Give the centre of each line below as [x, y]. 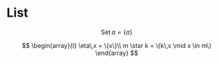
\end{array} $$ [117, 53]
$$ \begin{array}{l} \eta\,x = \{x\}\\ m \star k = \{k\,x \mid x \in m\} [117, 45]
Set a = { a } [117, 32]
